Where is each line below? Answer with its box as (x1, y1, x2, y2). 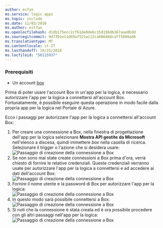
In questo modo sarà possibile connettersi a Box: (12, 196, 110, 202)
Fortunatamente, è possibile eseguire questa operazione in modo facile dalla (5, 100, 159, 105)
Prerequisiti (5, 69, 33, 76)
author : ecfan (5, 7, 34, 12)
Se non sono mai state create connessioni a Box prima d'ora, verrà (12, 155, 146, 161)
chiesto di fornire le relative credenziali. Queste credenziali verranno (12, 160, 149, 166)
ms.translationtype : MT (5, 39, 54, 44)
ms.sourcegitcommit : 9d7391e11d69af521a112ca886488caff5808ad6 (5, 35, 136, 40)
